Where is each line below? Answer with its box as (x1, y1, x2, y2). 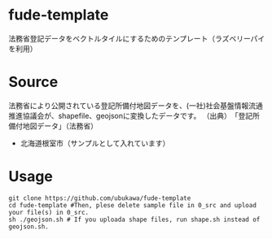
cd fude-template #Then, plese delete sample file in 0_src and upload (8, 201, 257, 209)
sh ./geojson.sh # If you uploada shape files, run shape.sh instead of (8, 215, 261, 224)
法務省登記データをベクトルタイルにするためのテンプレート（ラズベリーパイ (8, 33, 265, 43)
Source (8, 73, 59, 91)
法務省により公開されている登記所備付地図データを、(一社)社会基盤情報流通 (8, 100, 263, 111)
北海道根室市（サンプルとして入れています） (20, 138, 170, 148)
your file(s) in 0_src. (8, 208, 90, 216)
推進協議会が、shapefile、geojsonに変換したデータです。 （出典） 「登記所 (8, 111, 261, 120)
